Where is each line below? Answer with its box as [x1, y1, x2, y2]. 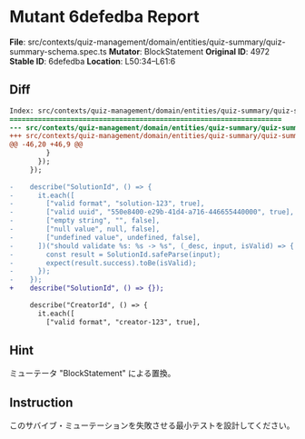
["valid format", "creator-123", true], [45, 317, 202, 326]
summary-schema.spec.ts [9, 45, 107, 56]
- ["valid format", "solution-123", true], [9, 199, 205, 208]
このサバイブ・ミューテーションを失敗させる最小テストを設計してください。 [9, 420, 295, 431]
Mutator [108, 45, 141, 56]
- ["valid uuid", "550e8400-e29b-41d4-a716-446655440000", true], [9, 207, 295, 217]
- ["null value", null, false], [9, 224, 161, 234]
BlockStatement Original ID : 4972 [143, 45, 271, 56]
